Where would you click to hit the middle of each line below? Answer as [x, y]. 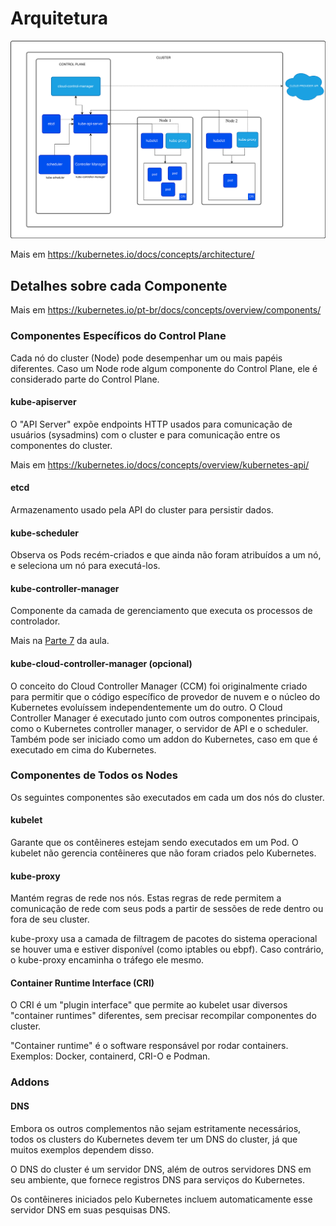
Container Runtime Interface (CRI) [82, 983]
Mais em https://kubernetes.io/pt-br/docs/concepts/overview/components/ [166, 310]
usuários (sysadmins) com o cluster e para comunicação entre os [145, 434]
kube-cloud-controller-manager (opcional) [101, 663]
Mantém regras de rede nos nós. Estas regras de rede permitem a [146, 898]
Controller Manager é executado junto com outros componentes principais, [165, 718]
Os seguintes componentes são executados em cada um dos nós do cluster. [167, 797]
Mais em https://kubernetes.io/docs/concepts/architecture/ [132, 254]
